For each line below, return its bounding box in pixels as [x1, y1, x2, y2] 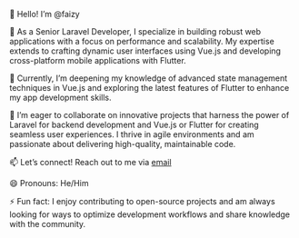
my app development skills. [9, 92, 112, 103]
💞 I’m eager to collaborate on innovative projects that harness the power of [9, 110, 290, 120]
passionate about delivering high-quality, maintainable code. [9, 139, 236, 149]
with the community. [9, 219, 86, 229]
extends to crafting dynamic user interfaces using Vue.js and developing [9, 45, 282, 56]
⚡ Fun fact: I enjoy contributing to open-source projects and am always [9, 196, 275, 206]
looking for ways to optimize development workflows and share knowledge [9, 209, 291, 220]
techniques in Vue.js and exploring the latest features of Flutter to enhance [9, 83, 290, 93]
